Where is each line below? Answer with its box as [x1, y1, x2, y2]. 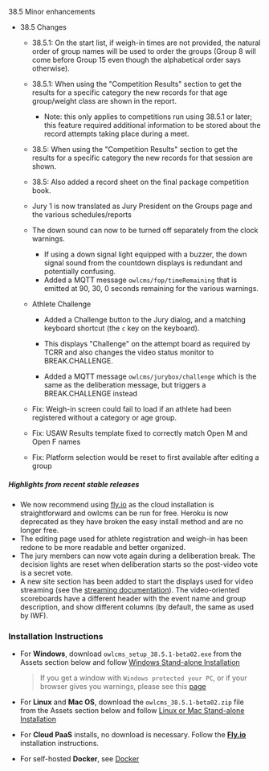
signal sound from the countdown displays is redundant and [43, 258, 243, 268]
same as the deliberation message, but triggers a [43, 380, 206, 389]
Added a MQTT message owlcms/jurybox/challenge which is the [43, 371, 257, 381]
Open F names [31, 437, 81, 446]
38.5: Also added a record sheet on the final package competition [31, 177, 249, 187]
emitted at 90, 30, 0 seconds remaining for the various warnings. [43, 284, 259, 293]
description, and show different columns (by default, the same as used [19, 602, 255, 612]
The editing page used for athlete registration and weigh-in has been [19, 534, 248, 543]
